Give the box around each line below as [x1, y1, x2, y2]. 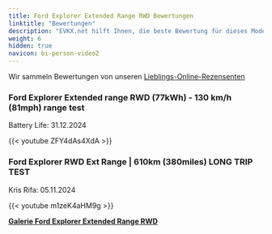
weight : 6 [8, 34, 42, 43]
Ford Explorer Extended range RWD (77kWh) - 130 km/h [8, 91, 232, 103]
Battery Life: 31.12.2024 [8, 121, 87, 130]
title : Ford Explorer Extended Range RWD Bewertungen [8, 11, 194, 20]
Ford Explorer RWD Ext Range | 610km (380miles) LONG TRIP [8, 156, 253, 168]
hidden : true [8, 42, 53, 50]
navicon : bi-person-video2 [8, 49, 100, 57]
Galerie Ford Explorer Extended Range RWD [8, 216, 158, 226]
